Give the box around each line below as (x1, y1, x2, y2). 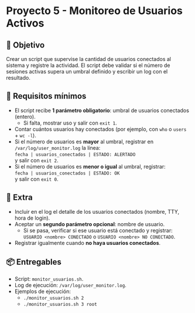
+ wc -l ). (14, 132, 36, 139)
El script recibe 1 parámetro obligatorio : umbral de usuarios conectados (14, 107, 189, 114)
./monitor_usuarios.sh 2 (23, 295, 84, 301)
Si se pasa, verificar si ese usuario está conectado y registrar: (23, 227, 173, 234)
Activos (6, 16, 45, 30)
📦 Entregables (6, 257, 61, 267)
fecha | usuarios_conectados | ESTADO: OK (14, 170, 120, 176)
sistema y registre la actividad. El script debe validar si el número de (6, 62, 170, 69)
